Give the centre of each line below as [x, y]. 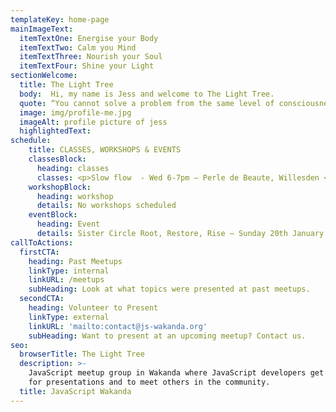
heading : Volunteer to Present [93, 308]
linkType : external [69, 317]
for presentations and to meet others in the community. [149, 382]
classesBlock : [57, 159]
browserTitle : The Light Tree [82, 354]
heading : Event [68, 224]
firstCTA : [39, 252]
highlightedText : [55, 131]
